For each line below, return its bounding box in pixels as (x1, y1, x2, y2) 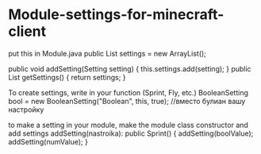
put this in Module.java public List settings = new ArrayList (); (8, 48, 206, 58)
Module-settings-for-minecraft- (8, 6, 225, 24)
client (8, 22, 47, 40)
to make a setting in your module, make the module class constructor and (8, 120, 248, 129)
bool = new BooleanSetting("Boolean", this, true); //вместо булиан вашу (8, 96, 246, 106)
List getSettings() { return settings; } (8, 72, 126, 82)
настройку (8, 105, 44, 114)
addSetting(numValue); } (8, 137, 89, 146)
